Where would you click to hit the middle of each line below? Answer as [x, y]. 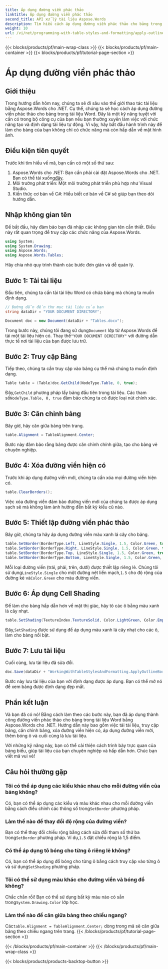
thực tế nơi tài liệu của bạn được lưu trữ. [46, 341]
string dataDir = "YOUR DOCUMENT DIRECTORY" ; [53, 311]
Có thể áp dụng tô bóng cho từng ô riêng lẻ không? [68, 850]
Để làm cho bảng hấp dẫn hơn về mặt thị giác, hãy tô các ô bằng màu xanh [82, 605]
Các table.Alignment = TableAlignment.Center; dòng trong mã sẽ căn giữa [82, 926]
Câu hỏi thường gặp [36, 772]
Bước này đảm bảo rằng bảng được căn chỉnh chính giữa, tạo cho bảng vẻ [81, 444]
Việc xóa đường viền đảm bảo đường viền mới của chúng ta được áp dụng [81, 501]
